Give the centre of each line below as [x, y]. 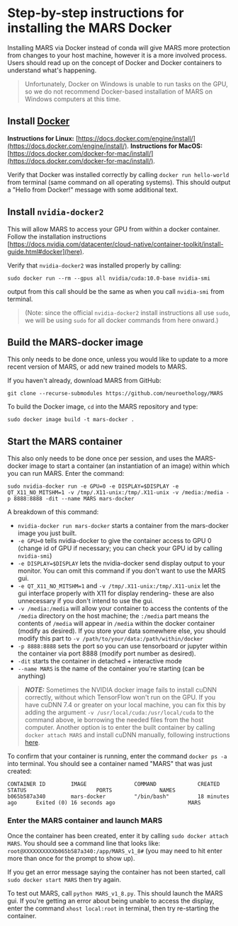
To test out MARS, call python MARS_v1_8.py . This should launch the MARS [115, 893]
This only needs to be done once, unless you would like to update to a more [118, 360]
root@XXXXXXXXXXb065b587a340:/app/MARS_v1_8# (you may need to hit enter [115, 851]
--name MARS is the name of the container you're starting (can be [111, 669]
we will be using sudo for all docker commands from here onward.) [121, 320]
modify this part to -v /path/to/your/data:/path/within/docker [110, 639]
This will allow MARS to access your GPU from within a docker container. [114, 229]
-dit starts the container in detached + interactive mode [100, 661]
